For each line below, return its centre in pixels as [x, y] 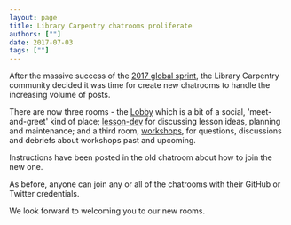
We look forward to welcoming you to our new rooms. [107, 211]
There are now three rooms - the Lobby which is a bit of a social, [127, 112]
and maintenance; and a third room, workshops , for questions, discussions [145, 131]
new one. [26, 167]
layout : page [33, 17]
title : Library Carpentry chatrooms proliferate [101, 26]
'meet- [260, 112]
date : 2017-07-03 [41, 42]
